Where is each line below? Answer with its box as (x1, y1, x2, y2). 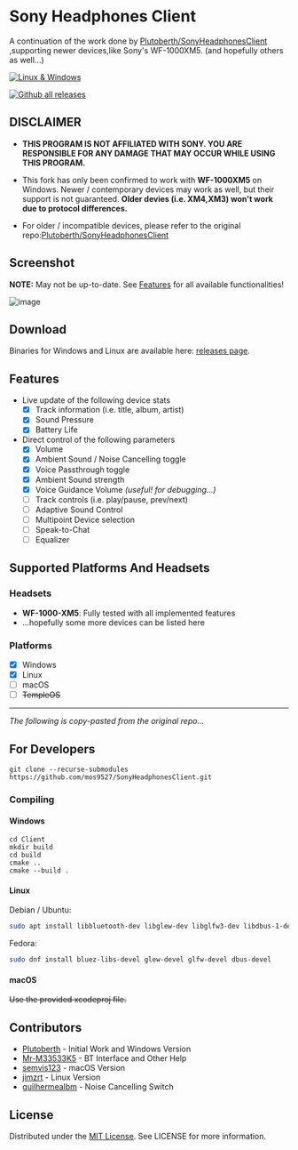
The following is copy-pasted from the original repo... (9, 716, 205, 727)
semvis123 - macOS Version (21, 1063, 126, 1074)
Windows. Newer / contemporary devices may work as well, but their (21, 184, 275, 195)
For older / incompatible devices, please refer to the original (21, 220, 241, 230)
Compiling (9, 793, 55, 806)
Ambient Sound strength (35, 474, 125, 485)
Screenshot (9, 255, 75, 270)
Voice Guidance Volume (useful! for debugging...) (35, 484, 216, 495)
